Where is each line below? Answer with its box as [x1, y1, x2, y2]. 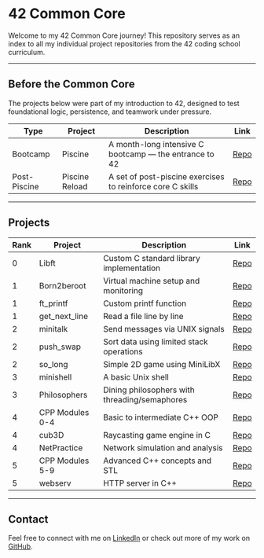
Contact [8, 512, 49, 526]
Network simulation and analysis [103, 442, 223, 453]
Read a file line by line [103, 310, 184, 321]
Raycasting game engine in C [103, 429, 211, 440]
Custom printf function [103, 298, 187, 309]
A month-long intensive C [108, 138, 204, 149]
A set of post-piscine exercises [108, 171, 225, 182]
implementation [103, 262, 161, 273]
